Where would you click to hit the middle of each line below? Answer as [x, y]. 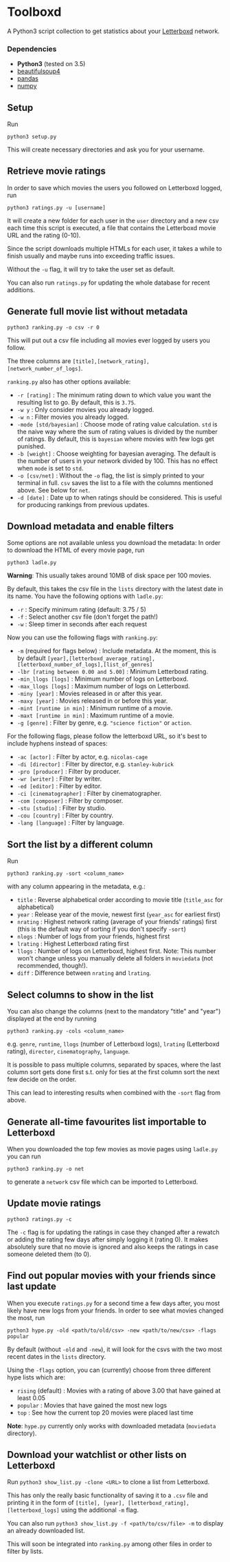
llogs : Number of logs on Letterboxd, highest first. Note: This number [116, 951]
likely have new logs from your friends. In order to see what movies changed [115, 1311]
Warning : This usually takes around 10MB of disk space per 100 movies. [109, 575]
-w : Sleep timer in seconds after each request [82, 624]
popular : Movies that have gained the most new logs [92, 1405]
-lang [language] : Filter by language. [71, 823]
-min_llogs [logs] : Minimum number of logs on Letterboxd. [103, 679]
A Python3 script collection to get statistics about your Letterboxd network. [113, 31]
